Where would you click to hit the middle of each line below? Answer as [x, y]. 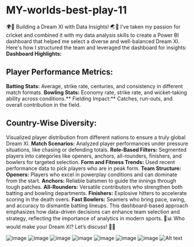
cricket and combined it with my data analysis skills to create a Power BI [93, 35]
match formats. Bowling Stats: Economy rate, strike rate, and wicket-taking [97, 92]
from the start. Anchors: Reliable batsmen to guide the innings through [91, 180]
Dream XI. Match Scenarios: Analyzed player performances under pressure [97, 143]
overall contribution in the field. [43, 105]
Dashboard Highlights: [34, 54]
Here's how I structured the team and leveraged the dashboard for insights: [96, 47]
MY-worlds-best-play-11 [66, 10]
